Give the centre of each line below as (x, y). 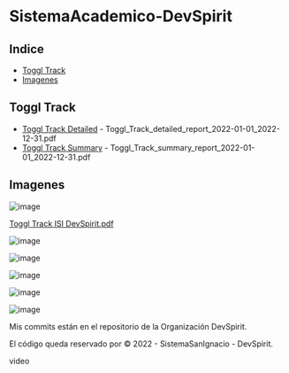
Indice (27, 49)
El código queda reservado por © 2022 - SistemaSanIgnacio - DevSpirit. (141, 344)
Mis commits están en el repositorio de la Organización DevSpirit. (128, 326)
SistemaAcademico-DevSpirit (121, 16)
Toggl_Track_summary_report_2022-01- (183, 147)
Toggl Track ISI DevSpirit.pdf (61, 223)
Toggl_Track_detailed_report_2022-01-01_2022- (193, 128)
